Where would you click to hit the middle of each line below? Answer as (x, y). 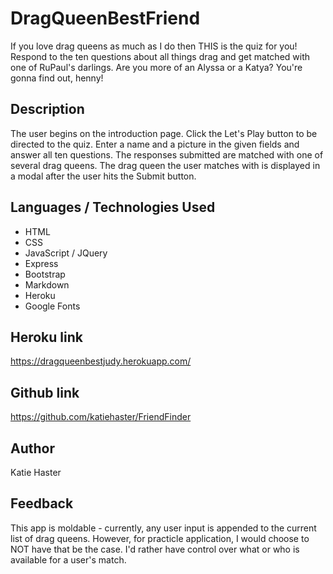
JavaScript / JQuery (66, 253)
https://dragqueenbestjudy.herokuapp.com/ (101, 361)
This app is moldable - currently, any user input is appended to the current (163, 528)
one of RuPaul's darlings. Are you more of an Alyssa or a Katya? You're (156, 67)
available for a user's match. (68, 559)
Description (47, 109)
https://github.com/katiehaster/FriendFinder (101, 417)
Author (32, 448)
